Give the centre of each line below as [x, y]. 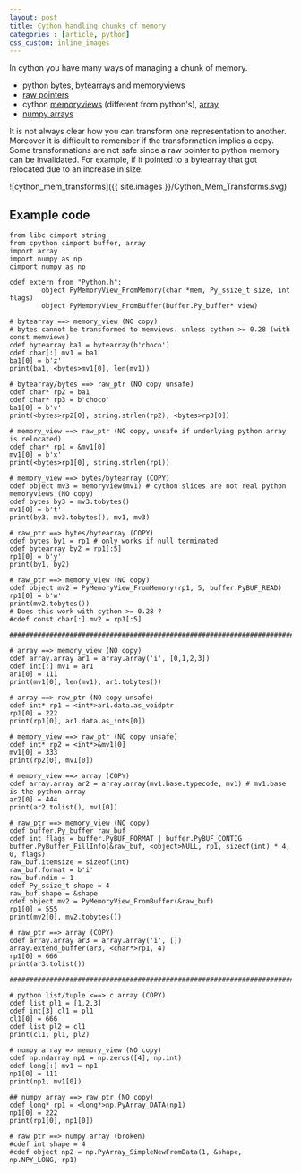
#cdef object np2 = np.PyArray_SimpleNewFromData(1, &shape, [126, 1152]
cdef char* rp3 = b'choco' [60, 400]
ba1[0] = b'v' [36, 408]
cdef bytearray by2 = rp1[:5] [66, 549]
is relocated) [36, 440]
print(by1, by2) [39, 565]
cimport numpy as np [48, 267]
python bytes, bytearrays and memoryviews [103, 85]
